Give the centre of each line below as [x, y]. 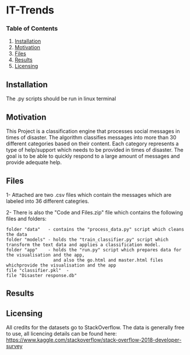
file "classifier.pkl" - [37, 270]
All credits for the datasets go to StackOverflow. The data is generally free [95, 327]
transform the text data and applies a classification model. [83, 245]
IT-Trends [30, 10]
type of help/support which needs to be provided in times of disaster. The [95, 150]
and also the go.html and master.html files [108, 260]
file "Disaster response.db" [42, 275]
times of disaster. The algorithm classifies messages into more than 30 [91, 138]
